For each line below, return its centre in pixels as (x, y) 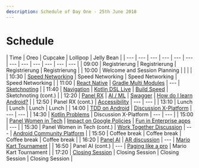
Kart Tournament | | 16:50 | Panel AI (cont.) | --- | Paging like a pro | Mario (97, 145)
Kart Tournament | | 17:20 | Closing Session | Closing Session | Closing (93, 152)
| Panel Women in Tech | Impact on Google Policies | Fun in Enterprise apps (99, 121)
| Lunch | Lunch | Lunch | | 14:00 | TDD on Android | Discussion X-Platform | (99, 108)
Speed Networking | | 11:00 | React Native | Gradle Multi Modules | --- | (93, 83)
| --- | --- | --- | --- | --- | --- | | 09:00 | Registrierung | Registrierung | (91, 64)
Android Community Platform (48, 133)
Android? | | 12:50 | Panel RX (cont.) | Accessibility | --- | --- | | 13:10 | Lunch (99, 102)
